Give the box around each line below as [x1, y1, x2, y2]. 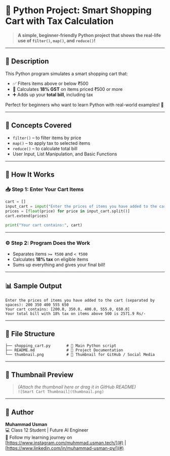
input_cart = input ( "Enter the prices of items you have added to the [5, 204, 157, 209]
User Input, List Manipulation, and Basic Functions [12, 151, 117, 157]
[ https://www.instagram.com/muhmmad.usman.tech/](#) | [5, 440, 126, 446]
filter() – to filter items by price [12, 135, 81, 141]
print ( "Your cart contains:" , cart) [5, 222, 82, 227]
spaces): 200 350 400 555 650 [5, 302, 69, 307]
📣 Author [5, 408, 34, 416]
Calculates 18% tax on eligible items [12, 256, 89, 262]
